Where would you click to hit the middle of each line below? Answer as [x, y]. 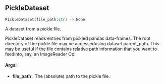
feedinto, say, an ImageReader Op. [40, 54]
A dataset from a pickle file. [33, 28]
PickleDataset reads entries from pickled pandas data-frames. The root [78, 38]
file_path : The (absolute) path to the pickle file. [61, 76]
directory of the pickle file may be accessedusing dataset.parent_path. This [82, 43]
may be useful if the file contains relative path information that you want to [81, 49]
